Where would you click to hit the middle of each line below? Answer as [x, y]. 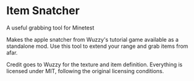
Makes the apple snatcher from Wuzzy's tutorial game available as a [92, 39]
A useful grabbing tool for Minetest [50, 28]
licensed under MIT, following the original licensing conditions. [85, 71]
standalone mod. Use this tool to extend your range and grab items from [97, 46]
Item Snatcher [43, 11]
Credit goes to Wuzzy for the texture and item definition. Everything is [95, 64]
